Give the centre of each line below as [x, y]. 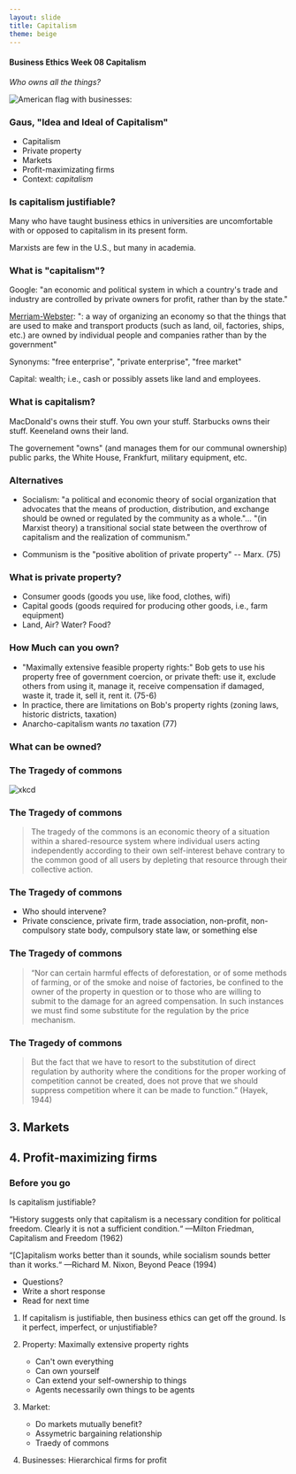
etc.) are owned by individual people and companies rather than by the [138, 335]
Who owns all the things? [55, 81]
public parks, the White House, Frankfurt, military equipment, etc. [128, 457]
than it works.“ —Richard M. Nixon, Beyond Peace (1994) [113, 1265]
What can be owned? [55, 747]
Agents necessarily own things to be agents [115, 1390]
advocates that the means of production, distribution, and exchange [145, 509]
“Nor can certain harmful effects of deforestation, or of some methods [159, 973]
